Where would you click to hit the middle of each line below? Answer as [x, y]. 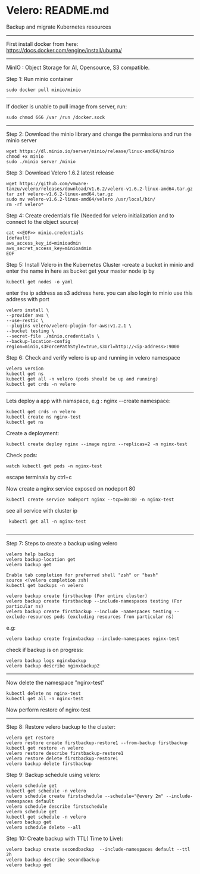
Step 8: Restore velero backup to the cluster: [61, 726]
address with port [28, 299]
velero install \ [28, 310]
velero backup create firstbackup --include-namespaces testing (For [94, 601]
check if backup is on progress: [45, 650]
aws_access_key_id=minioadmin [44, 243]
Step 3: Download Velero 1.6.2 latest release [60, 173]
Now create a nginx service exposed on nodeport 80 [71, 488]
